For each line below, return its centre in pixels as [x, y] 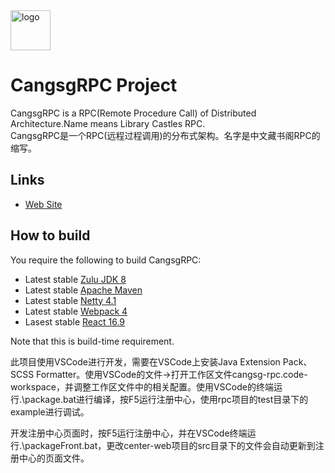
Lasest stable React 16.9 [75, 321]
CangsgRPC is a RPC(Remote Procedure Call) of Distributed [133, 113]
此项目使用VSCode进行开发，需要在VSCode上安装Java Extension [145, 361]
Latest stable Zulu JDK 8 [75, 279]
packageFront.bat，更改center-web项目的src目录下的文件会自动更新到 [170, 445]
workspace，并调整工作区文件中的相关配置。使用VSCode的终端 [142, 386]
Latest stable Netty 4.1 [70, 300]
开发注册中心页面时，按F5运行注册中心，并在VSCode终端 [129, 433]
